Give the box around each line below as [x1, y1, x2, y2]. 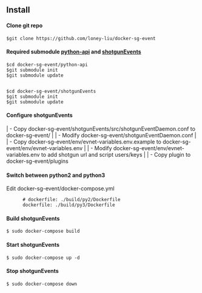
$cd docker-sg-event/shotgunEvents [6, 88, 96, 94]
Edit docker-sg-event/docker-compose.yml [6, 185, 115, 192]
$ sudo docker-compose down [6, 281, 78, 287]
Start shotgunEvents [6, 241, 59, 248]
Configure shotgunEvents [6, 112, 73, 119]
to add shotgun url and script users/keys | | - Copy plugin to [41, 151, 191, 158]
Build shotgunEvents [6, 215, 60, 222]
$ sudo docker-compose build [6, 228, 80, 235]
